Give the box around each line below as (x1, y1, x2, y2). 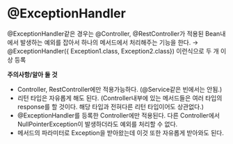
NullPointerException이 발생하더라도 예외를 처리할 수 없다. (17, 120, 178, 128)
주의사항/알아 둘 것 (7, 70, 58, 79)
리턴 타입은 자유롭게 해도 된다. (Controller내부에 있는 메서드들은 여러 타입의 (17, 93, 223, 102)
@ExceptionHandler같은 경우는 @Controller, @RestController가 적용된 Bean (7, 29, 220, 38)
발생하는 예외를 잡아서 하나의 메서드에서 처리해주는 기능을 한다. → (19, 38, 199, 47)
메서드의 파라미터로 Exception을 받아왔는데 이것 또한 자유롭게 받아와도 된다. (17, 128, 224, 137)
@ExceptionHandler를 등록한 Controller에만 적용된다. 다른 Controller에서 (17, 111, 220, 120)
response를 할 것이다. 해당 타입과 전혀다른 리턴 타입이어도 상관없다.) (17, 102, 204, 111)
